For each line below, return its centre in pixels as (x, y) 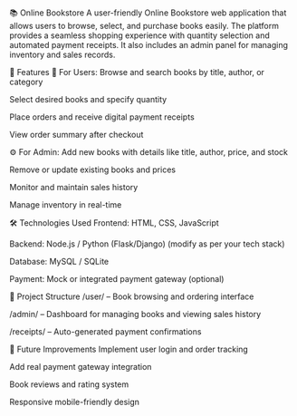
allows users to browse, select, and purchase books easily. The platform (144, 26)
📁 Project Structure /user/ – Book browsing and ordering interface (132, 296)
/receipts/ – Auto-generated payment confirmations (105, 332)
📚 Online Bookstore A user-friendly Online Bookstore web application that (148, 13)
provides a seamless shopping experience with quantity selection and (139, 35)
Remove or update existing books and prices (93, 169)
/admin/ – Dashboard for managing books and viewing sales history (135, 314)
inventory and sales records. (62, 54)
